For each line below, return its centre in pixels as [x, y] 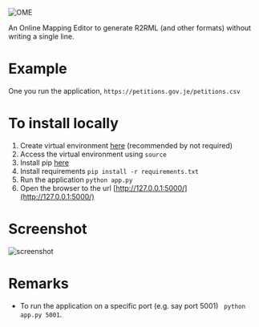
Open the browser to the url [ [68, 188]
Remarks [39, 284]
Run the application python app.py [76, 180]
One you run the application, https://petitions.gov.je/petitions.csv [124, 91]
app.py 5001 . [41, 314]
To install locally [63, 123]
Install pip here [45, 162]
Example [38, 69]
